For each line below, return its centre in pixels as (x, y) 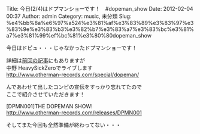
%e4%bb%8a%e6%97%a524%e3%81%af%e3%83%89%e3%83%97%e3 (100, 23)
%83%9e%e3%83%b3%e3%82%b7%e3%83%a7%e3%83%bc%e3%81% (100, 29)
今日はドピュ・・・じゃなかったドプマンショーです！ (72, 48)
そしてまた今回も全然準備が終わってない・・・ (64, 125)
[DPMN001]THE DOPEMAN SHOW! (49, 106)
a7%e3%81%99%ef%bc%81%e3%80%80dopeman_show (79, 35)
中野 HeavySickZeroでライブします (49, 68)
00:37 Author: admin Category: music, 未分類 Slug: (69, 16)
